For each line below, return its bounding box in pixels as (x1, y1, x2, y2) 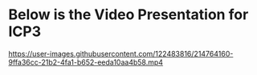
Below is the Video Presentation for (8, 6, 249, 24)
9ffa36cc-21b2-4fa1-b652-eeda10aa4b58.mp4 (8, 57, 163, 67)
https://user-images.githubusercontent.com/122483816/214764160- (8, 49, 234, 58)
